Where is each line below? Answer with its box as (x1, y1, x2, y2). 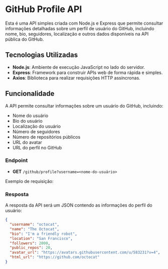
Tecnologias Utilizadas (5, 51, 78, 59)
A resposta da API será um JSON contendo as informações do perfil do (5, 202, 152, 208)
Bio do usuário (12, 118, 43, 124)
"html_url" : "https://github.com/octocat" (10, 255, 100, 260)
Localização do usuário (12, 123, 61, 129)
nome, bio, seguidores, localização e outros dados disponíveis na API (5, 31, 149, 37)
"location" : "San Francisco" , (10, 236, 73, 241)
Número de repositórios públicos (12, 134, 81, 140)
